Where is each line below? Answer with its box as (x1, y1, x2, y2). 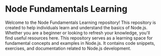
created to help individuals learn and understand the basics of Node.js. (5, 24, 148, 30)
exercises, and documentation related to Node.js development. (5, 45, 131, 51)
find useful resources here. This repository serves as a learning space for (5, 35, 153, 41)
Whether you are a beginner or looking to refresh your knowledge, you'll (5, 30, 150, 36)
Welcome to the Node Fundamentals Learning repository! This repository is (5, 19, 156, 25)
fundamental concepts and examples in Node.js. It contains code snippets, (5, 40, 155, 46)
